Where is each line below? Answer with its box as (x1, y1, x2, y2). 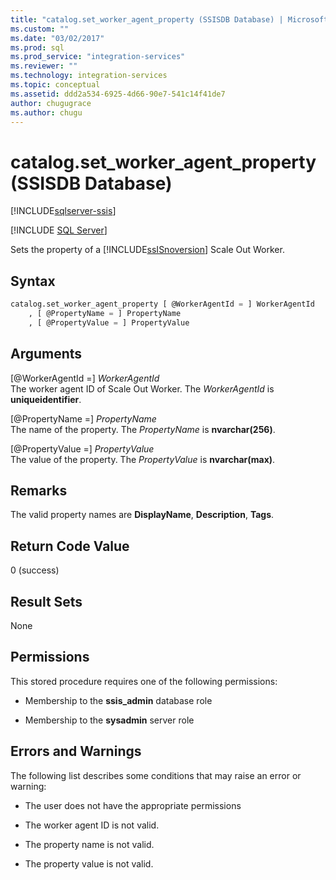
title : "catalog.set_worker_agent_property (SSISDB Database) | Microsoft (10, 14, 329, 25)
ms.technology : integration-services (10, 71, 168, 81)
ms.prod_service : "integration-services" (10, 52, 186, 62)
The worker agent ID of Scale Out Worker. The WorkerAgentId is (10, 382, 275, 395)
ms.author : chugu (10, 107, 83, 118)
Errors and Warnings (10, 743, 142, 760)
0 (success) (10, 564, 60, 576)
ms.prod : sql (10, 42, 65, 53)
